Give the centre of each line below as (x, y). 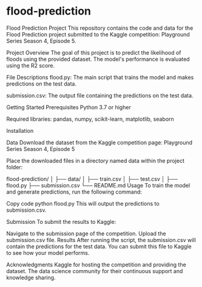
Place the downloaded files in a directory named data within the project (96, 160)
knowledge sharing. (31, 277)
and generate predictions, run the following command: (74, 192)
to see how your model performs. (48, 252)
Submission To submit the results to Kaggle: (61, 221)
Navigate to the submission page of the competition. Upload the (86, 233)
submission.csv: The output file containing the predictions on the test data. (100, 95)
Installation (20, 130)
